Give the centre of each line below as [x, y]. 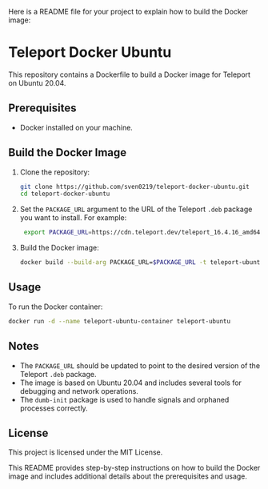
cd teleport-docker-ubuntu [65, 194]
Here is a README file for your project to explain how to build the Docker [128, 12]
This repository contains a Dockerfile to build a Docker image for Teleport [129, 74]
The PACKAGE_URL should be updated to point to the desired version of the [140, 365]
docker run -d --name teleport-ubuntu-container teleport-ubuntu [119, 321]
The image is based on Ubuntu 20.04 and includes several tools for [131, 383]
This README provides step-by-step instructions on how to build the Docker [134, 468]
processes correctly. [54, 408]
